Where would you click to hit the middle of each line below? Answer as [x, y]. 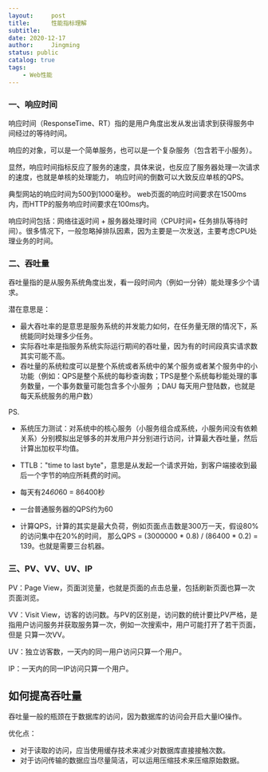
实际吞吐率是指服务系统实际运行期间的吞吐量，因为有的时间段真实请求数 [138, 346]
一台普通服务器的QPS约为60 [66, 509]
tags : [17, 68]
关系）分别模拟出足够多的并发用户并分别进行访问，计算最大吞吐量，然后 [138, 439]
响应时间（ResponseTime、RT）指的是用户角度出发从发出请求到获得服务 [128, 123]
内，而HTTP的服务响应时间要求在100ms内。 [81, 203]
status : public [33, 53]
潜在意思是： [29, 309]
